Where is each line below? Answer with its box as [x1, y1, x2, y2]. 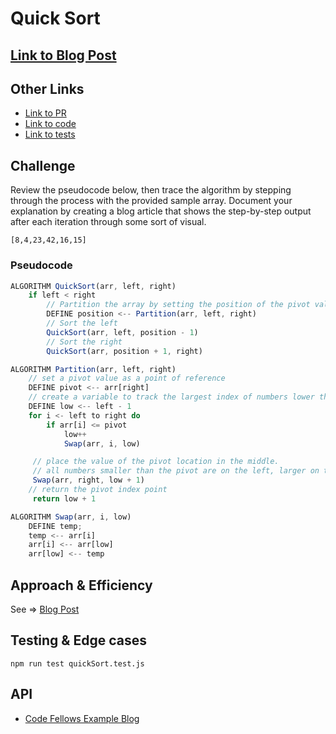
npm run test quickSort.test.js [10, 658, 145, 669]
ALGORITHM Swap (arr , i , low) [10, 512, 132, 522]
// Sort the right [46, 337, 123, 347]
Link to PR [24, 107, 67, 119]
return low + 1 [32, 493, 97, 504]
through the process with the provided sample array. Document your [10, 195, 293, 207]
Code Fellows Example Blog [24, 712, 140, 724]
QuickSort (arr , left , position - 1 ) [46, 327, 199, 337]
